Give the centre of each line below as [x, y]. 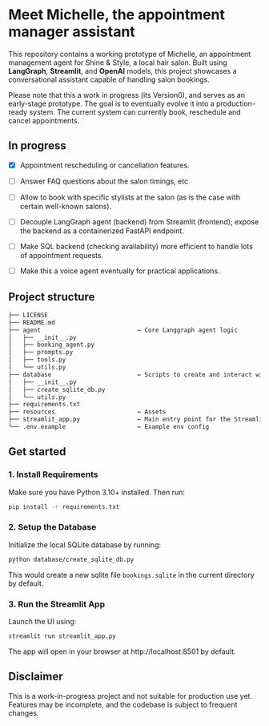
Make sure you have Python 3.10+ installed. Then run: [97, 492]
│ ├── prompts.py [41, 353]
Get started [37, 452]
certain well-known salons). [66, 206]
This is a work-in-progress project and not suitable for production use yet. [130, 696]
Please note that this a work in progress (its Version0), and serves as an [127, 95]
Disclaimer [36, 677]
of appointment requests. [62, 256]
